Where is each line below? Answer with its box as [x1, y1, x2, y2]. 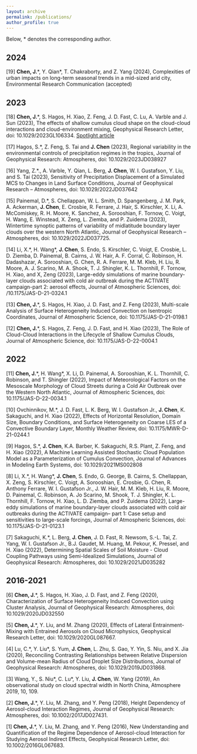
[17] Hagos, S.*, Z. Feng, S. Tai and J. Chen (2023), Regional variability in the [6, 143, 191, 150]
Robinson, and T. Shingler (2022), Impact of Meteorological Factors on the [6, 376, 186, 383]
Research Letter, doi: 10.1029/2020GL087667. [6, 634, 116, 641]
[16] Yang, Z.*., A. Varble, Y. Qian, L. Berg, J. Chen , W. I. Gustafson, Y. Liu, [6, 167, 185, 174]
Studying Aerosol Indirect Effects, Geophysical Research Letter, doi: [6, 735, 170, 742]
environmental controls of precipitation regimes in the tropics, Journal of [6, 150, 181, 156]
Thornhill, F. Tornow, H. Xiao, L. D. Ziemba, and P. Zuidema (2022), [6, 497, 168, 505]
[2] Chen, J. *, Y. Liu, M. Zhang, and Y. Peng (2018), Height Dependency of [6, 699, 186, 706]
